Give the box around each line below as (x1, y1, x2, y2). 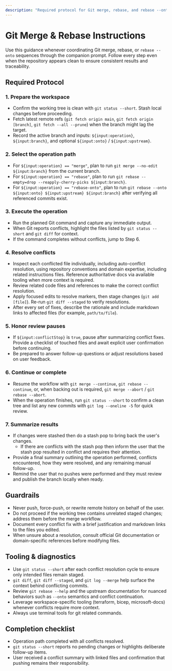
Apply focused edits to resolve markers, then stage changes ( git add (12, 294, 159, 300)
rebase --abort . (12, 391, 47, 397)
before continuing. (12, 345, 52, 351)
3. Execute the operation (5, 208, 68, 215)
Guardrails (5, 491, 39, 500)
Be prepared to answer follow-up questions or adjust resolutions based (12, 351, 163, 357)
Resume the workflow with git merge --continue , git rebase (12, 380, 142, 387)
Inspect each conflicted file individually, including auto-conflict (12, 261, 146, 267)
